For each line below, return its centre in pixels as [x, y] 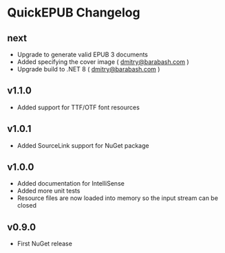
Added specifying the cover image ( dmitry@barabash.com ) [103, 62]
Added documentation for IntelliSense [71, 184]
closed [26, 206]
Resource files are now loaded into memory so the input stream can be [118, 198]
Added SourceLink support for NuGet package [83, 145]
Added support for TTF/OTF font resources [78, 107]
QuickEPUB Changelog [74, 13]
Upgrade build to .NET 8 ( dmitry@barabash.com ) [88, 69]
